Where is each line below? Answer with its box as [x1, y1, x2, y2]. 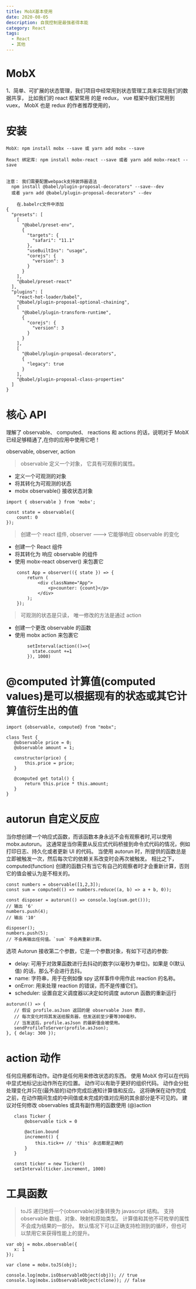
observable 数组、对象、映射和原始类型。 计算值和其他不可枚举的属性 [20, 1215, 190, 1222]
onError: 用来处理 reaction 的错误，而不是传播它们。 [14, 982, 141, 989]
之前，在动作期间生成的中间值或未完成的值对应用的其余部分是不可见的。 [6, 1094, 181, 1101]
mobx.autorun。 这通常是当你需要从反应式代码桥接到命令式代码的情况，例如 [6, 840, 191, 848]
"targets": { [27, 232, 59, 238]
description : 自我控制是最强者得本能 [6, 19, 89, 25]
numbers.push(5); [6, 930, 49, 936]
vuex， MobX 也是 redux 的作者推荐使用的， [6, 101, 113, 109]
